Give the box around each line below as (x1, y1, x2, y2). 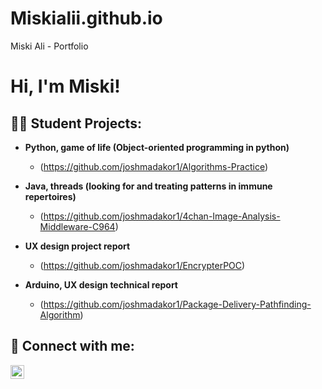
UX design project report (24, 240, 131, 252)
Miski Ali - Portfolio (10, 40, 89, 52)
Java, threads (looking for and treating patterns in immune (24, 180, 273, 192)
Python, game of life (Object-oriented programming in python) (24, 141, 290, 153)
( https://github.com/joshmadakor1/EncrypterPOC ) (39, 259, 246, 271)
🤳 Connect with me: (10, 338, 135, 355)
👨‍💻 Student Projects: (10, 115, 142, 132)
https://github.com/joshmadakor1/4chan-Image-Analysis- (43, 210, 281, 222)
